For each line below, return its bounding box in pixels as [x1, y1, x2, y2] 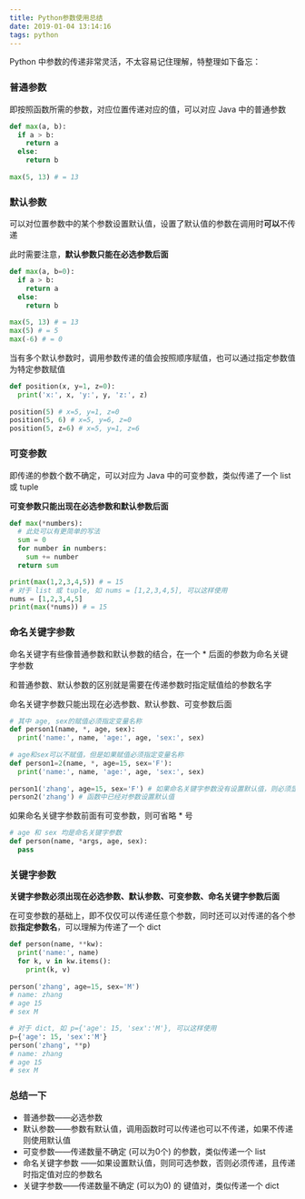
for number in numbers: [17, 544, 107, 553]
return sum [17, 560, 59, 569]
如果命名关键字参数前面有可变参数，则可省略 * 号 [9, 811, 193, 821]
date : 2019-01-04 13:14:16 [9, 22, 112, 31]
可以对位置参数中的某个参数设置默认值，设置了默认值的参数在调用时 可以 [9, 218, 280, 229]
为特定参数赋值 [9, 363, 65, 374]
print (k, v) [25, 965, 71, 974]
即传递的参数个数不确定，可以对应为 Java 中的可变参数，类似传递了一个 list [9, 469, 291, 480]
